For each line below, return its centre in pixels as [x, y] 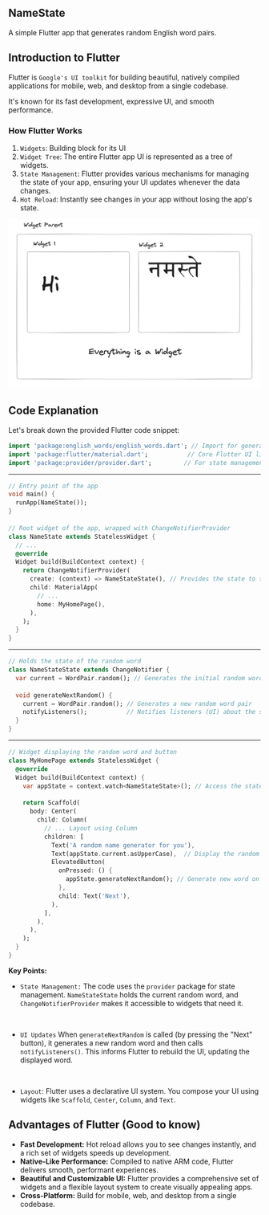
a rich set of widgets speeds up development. [95, 1152]
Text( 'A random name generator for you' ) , [123, 845]
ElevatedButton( [78, 862]
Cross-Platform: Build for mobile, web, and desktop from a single [128, 1195]
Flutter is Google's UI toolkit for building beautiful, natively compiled [124, 77]
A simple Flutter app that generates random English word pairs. [112, 32]
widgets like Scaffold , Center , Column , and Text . [98, 1099]
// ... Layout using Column [90, 828]
